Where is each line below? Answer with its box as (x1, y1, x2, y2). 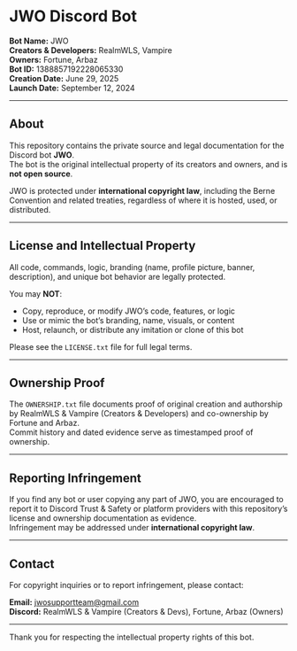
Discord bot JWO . (9, 149, 75, 160)
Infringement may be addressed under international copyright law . (9, 523, 255, 533)
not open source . (9, 168, 73, 179)
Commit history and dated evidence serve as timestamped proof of (9, 427, 254, 438)
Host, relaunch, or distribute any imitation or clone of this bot (21, 324, 244, 335)
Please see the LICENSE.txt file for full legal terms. (9, 341, 193, 352)
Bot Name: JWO (9, 35, 69, 46)
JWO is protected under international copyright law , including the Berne (9, 185, 276, 196)
